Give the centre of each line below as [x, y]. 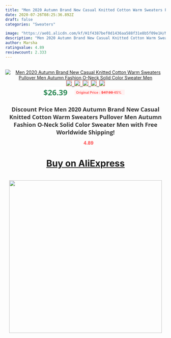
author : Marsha [21, 43]
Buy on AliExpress [85, 164]
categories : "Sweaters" [31, 24]
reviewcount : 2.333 [26, 52]
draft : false [19, 19]
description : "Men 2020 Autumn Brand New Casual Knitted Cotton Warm [81, 38]
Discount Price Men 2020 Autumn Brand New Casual [85, 109]
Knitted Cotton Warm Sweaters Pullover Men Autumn [85, 117]
